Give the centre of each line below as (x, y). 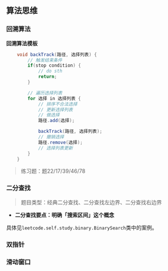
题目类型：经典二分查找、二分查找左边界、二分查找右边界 (91, 202)
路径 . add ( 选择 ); (56, 121)
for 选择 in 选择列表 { (55, 98)
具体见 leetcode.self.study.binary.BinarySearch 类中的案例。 (82, 228)
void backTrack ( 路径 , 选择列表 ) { (57, 54)
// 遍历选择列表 (45, 93)
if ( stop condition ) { (55, 66)
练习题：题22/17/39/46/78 (53, 171)
